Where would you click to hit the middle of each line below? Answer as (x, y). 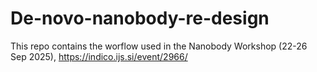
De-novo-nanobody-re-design (140, 18)
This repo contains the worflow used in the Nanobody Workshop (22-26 (159, 46)
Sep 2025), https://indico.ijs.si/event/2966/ (99, 56)
